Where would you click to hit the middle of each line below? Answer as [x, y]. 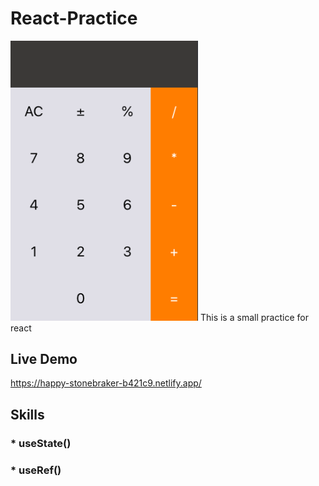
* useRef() [36, 470]
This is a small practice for [254, 317]
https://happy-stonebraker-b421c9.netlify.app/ [106, 383]
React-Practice [74, 18]
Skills [27, 414]
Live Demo [44, 358]
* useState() [41, 443]
